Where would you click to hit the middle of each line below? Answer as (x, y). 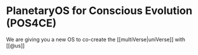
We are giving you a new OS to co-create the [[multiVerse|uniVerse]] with (96, 39)
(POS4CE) (31, 23)
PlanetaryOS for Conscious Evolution (99, 11)
